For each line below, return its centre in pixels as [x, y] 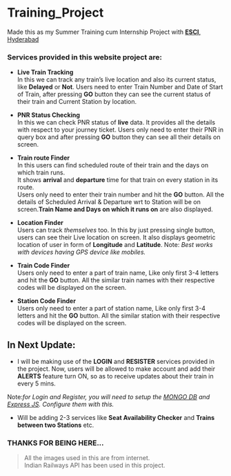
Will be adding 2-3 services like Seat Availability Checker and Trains [116, 418]
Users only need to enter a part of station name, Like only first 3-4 [111, 309]
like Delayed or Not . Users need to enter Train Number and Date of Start [120, 87]
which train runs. [41, 173]
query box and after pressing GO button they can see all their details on [119, 137]
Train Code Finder [43, 266]
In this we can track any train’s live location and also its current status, [117, 80]
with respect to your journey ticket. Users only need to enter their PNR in [120, 130]
